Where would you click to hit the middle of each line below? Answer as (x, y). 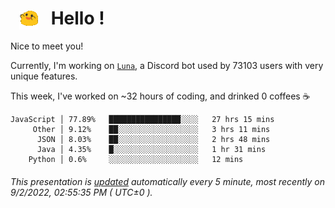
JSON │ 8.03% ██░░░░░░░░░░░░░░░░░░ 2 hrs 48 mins (153, 140)
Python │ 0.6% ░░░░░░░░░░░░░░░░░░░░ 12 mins (136, 160)
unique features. (44, 76)
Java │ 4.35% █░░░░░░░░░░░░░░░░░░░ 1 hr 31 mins (151, 150)
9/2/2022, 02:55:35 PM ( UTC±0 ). (81, 192)
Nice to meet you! (47, 46)
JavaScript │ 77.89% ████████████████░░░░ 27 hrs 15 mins (142, 120)
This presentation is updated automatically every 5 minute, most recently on (167, 181)
